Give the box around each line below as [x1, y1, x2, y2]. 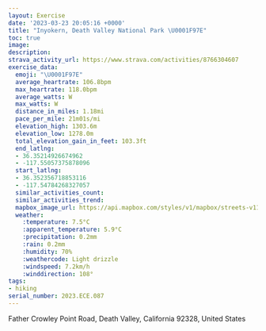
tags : [8, 277, 26, 286]
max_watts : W [15, 100, 59, 108]
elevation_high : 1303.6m [15, 122, 97, 130]
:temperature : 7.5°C [22, 218, 90, 226]
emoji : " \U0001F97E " [15, 71, 83, 79]
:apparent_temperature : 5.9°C [22, 225, 123, 234]
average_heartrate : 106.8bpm [15, 78, 112, 86]
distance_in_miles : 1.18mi [15, 108, 104, 116]
